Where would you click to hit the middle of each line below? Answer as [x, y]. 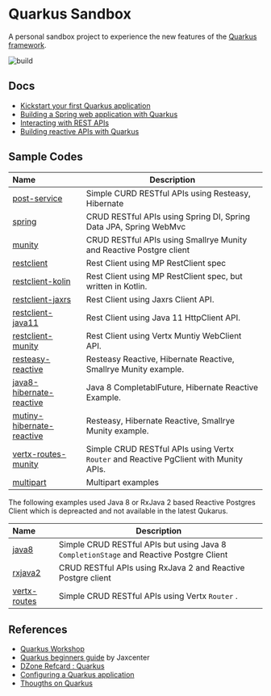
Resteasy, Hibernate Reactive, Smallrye [161, 420]
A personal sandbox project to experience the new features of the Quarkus [133, 36]
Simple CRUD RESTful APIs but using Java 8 [143, 544]
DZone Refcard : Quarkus [62, 666]
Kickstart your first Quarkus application [85, 105]
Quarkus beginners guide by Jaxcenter [85, 658]
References [38, 629]
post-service [38, 198]
